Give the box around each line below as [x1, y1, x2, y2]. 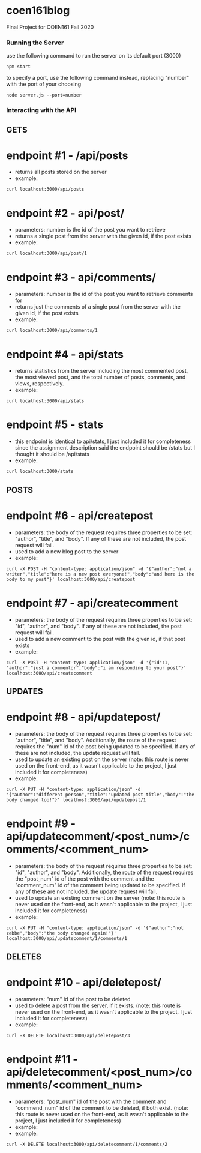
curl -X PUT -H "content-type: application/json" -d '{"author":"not [6, 925, 184, 931]
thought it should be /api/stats [14, 451, 90, 458]
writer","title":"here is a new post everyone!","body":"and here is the [6, 571, 195, 577]
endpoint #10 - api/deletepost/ [6, 976, 162, 989]
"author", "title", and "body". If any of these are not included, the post [14, 535, 187, 542]
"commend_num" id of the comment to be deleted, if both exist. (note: [14, 1104, 188, 1112]
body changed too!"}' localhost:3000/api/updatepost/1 [6, 796, 146, 803]
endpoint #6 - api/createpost [6, 508, 154, 522]
